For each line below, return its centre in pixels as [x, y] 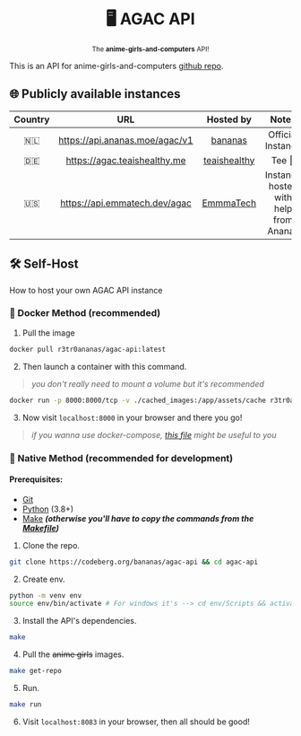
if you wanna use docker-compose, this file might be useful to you [154, 434]
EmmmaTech [229, 203]
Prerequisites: [36, 479]
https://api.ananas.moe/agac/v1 [126, 140]
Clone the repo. [51, 545]
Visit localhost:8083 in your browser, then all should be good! [136, 722]
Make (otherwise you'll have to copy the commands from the [138, 518]
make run [26, 705]
